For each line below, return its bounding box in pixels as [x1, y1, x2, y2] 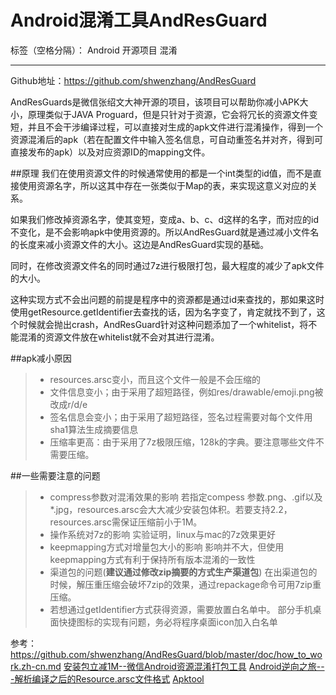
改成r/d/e [49, 398, 88, 410]
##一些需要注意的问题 [10, 469, 101, 481]
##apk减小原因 [10, 352, 72, 364]
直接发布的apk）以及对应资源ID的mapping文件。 [10, 146, 211, 158]
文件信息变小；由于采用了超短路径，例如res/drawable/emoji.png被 [49, 386, 324, 398]
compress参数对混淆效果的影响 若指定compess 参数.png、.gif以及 [49, 491, 323, 503]
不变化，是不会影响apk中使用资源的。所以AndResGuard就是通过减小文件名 [10, 226, 320, 238]
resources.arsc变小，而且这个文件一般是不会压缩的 [49, 373, 261, 385]
